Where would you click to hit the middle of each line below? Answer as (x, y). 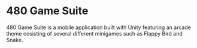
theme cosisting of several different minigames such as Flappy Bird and (94, 33)
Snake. (15, 40)
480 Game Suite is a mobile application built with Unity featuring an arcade (99, 27)
